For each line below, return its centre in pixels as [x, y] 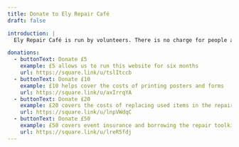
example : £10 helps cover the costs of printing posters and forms [122, 86]
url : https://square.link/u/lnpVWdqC [76, 112]
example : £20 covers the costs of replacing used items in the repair [127, 106]
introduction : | [31, 33]
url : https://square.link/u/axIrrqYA [76, 92]
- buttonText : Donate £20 [52, 99]
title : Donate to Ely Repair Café [59, 14]
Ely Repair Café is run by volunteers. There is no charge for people [121, 40]
